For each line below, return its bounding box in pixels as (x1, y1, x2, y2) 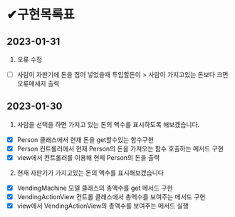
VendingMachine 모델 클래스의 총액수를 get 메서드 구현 (16, 183, 173, 193)
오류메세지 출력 (16, 79, 60, 88)
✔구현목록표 (6, 6, 75, 23)
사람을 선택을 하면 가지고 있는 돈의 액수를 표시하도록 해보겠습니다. (16, 120, 200, 128)
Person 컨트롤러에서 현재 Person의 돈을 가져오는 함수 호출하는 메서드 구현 (16, 144, 224, 153)
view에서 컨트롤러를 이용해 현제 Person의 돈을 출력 (16, 153, 160, 161)
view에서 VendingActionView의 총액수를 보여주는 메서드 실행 (16, 201, 189, 211)
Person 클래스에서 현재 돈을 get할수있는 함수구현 (16, 135, 155, 143)
